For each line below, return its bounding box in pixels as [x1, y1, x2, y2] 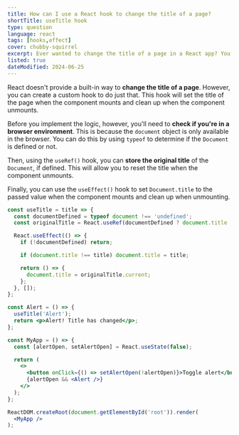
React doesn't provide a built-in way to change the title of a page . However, [7, 83, 230, 91]
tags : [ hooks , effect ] [7, 37, 72, 44]
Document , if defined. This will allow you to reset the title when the [7, 163, 198, 172]
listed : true [7, 57, 46, 64]
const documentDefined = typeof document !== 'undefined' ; [14, 213, 193, 220]
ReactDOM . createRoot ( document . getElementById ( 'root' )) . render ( [7, 409, 199, 416]
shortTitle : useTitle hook [7, 17, 87, 24]
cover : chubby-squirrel [7, 43, 78, 51]
